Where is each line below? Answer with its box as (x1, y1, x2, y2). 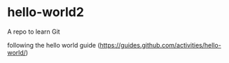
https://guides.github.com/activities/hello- (99, 41, 222, 49)
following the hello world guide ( (7, 41, 100, 49)
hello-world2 (7, 4, 84, 20)
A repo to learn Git (7, 27, 61, 36)
